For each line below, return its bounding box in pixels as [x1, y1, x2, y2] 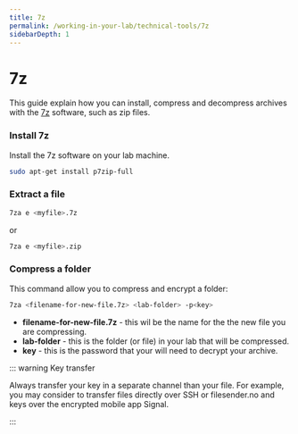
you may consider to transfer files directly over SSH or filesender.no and [9, 389, 275, 400]
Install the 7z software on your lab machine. [9, 149, 170, 161]
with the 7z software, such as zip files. [9, 107, 151, 118]
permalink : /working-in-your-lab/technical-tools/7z [9, 21, 210, 30]
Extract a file [9, 188, 65, 201]
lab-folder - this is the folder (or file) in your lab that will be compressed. [21, 336, 290, 346]
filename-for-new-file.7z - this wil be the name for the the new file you [21, 316, 286, 327]
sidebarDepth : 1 [9, 29, 70, 38]
